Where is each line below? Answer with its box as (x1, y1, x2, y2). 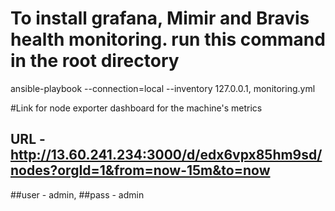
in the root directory (10, 50, 180, 72)
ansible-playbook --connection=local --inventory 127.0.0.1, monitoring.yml (10, 82, 316, 94)
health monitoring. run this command (10, 28, 326, 51)
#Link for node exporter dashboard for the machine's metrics (10, 102, 263, 114)
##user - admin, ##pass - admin (10, 188, 145, 201)
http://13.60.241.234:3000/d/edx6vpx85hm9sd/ (10, 147, 323, 164)
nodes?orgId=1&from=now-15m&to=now (10, 162, 271, 179)
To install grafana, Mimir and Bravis (10, 7, 310, 30)
